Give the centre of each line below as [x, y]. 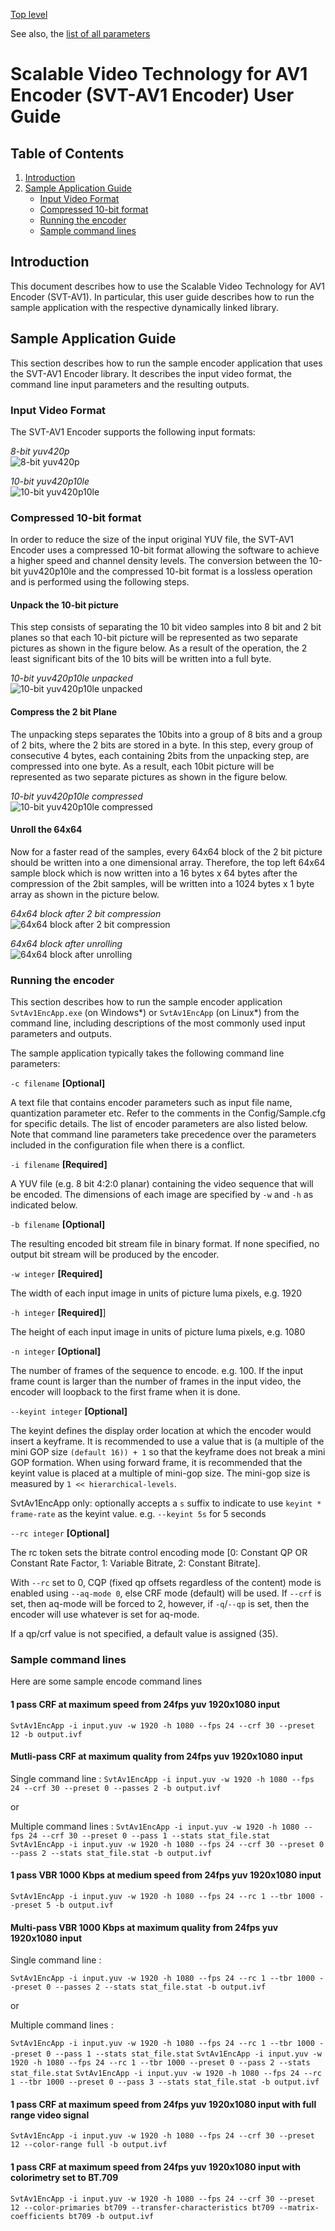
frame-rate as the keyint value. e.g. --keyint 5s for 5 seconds [138, 1514]
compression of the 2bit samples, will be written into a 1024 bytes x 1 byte [162, 883]
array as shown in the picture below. [85, 894]
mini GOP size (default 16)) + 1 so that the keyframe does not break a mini [168, 1452]
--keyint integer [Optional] [69, 1411]
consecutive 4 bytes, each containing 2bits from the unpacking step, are [160, 755]
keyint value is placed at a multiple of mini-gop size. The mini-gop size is [160, 1473]
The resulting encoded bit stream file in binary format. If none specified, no [165, 1244]
